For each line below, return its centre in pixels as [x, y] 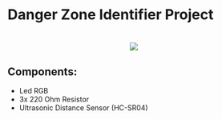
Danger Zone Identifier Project [111, 15]
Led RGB [34, 91]
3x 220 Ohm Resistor [54, 99]
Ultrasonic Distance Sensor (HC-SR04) [84, 108]
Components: [42, 71]
